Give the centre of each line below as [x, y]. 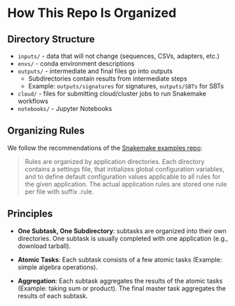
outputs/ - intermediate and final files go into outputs [95, 71]
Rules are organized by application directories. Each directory [115, 161]
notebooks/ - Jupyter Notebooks [65, 108]
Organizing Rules [46, 131]
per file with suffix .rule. [59, 192]
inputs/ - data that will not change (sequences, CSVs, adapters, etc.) [119, 56]
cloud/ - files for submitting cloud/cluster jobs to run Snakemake [112, 94]
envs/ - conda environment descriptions [76, 64]
